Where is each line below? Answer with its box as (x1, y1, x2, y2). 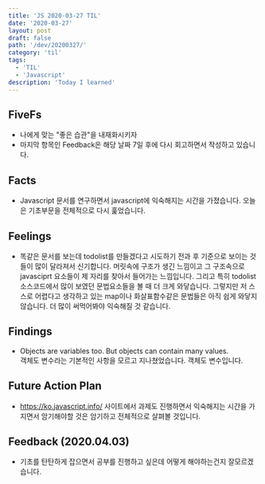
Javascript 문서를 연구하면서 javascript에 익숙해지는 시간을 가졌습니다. (19, 196, 241, 206)
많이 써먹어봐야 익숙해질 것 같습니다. (58, 301, 171, 311)
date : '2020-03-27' (8, 19, 73, 27)
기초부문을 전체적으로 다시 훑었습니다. (28, 206, 146, 215)
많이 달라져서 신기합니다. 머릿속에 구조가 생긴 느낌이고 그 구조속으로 (34, 261, 245, 271)
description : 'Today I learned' (8, 78, 115, 86)
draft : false (8, 33, 52, 42)
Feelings (8, 229, 52, 243)
